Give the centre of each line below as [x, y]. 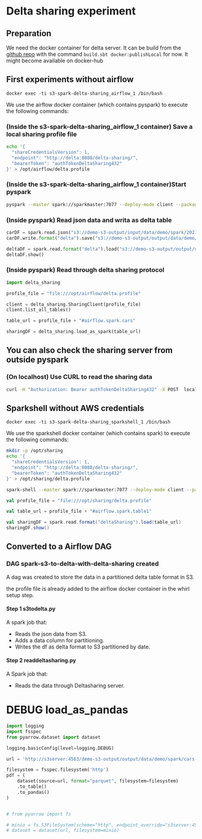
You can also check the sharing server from [90, 350]
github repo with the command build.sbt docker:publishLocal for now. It [97, 54]
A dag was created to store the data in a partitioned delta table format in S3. [100, 577]
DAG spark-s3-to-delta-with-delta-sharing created [83, 564]
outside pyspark [38, 360]
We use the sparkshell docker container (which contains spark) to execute [98, 433]
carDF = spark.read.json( [38, 232]
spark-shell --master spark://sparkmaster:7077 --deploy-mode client [95, 489]
